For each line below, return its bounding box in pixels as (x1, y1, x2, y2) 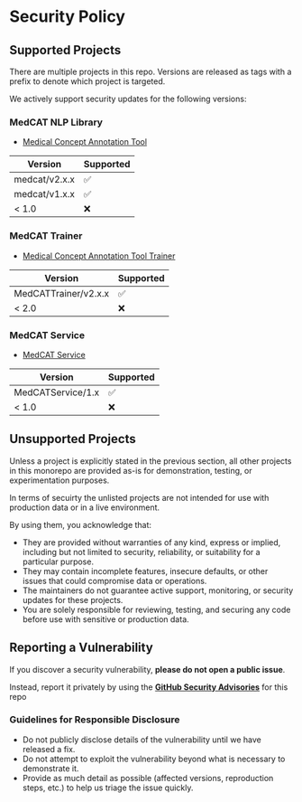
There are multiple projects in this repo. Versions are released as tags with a (9, 66, 292, 77)
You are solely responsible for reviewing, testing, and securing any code (22, 604, 291, 615)
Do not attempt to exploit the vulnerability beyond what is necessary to (22, 753, 286, 764)
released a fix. (22, 743, 76, 754)
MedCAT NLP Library (9, 116, 104, 128)
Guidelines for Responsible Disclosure (9, 713, 180, 726)
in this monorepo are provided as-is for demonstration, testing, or (9, 465, 252, 476)
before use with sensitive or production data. (22, 613, 189, 625)
